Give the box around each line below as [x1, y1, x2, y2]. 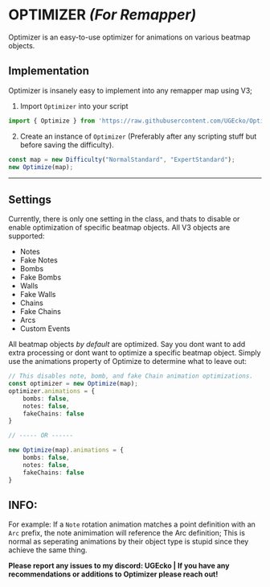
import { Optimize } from [8, 117, 95, 125]
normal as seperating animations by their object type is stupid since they [8, 537, 249, 547]
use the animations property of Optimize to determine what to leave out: [8, 357, 247, 366]
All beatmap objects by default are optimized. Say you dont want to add [8, 340, 246, 349]
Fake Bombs [19, 272, 62, 283]
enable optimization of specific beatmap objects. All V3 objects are [8, 223, 231, 233]
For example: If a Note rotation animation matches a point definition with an [8, 519, 256, 529]
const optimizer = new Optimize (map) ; [8, 380, 138, 388]
